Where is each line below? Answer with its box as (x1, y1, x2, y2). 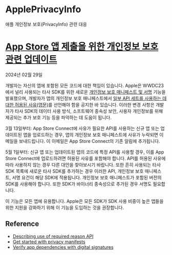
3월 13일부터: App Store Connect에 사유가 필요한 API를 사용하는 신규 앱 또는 (5, 125, 160, 131)
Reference (5, 220, 39, 228)
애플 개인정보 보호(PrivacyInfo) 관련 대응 (5, 21, 87, 27)
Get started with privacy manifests (12, 239, 85, 245)
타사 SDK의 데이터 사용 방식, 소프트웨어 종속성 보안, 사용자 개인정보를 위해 (14, 108, 163, 114)
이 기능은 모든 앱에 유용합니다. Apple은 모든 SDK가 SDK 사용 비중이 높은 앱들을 (5, 198, 164, 204)
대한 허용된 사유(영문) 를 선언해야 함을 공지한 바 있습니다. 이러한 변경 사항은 (5, 101, 155, 108)
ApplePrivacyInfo (5, 4, 81, 15)
